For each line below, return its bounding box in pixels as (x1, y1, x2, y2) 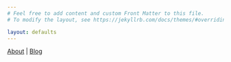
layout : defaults (7, 29, 57, 35)
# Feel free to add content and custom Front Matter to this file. (7, 10, 205, 17)
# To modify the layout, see (7, 16, 91, 23)
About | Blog (7, 47, 43, 55)
